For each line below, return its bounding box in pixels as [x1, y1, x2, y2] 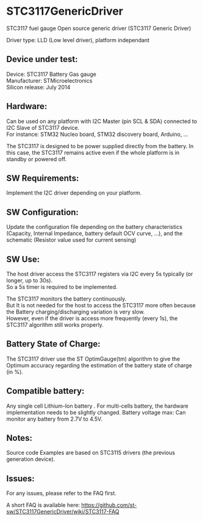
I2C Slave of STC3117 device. [6, 124, 80, 131]
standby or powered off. [6, 155, 67, 163]
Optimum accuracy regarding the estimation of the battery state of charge [6, 361, 192, 369]
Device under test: [6, 54, 78, 65]
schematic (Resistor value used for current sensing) [6, 236, 137, 244]
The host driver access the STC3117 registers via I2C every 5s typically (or [6, 271, 193, 277]
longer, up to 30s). [6, 277, 53, 284]
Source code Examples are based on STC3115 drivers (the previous [6, 449, 176, 457]
